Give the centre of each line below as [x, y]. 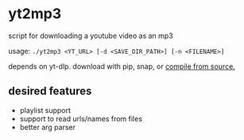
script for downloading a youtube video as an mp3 [91, 36]
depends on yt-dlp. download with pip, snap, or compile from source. [122, 66]
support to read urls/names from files [81, 119]
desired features [50, 91]
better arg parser [48, 127]
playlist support [45, 110]
